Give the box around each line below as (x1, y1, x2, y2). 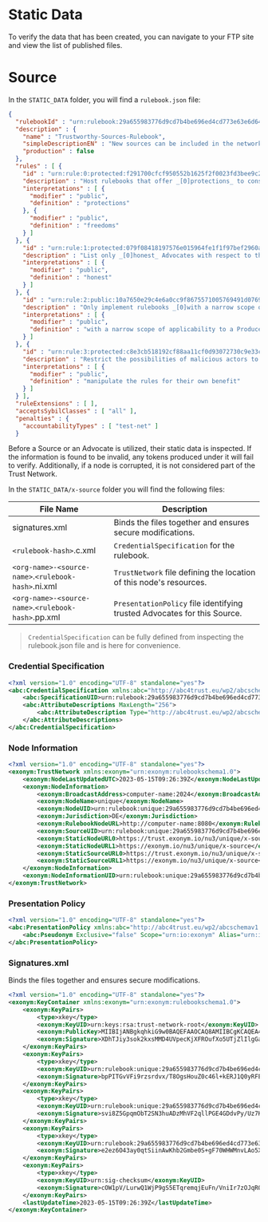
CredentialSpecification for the (113, 540, 235, 552)
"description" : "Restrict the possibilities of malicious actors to (22, 355, 259, 363)
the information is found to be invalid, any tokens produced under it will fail (8, 453, 254, 462)
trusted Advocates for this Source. (113, 608, 242, 619)
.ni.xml (32, 581, 57, 592)
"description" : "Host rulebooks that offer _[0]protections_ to (22, 177, 245, 185)
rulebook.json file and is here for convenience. (27, 641, 181, 651)
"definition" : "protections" (29, 200, 130, 208)
